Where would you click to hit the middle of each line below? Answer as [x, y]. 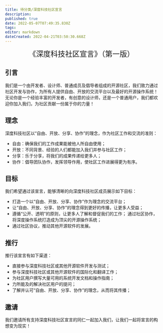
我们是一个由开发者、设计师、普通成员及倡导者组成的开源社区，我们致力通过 [81, 85]
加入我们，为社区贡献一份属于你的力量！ [54, 103]
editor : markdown [23, 32]
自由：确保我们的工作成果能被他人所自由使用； [59, 143]
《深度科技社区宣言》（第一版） [81, 54]
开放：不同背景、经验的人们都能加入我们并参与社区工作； [69, 150]
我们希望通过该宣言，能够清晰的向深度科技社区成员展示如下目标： [71, 191]
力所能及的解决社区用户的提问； [44, 284]
